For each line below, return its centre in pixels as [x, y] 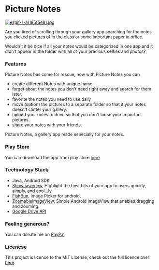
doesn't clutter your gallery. [40, 109]
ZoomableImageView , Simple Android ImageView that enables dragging [83, 201]
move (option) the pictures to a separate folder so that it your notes [79, 105]
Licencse [16, 247]
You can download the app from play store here [52, 157]
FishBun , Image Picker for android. [46, 196]
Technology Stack [27, 170]
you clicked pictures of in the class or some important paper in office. [74, 37]
